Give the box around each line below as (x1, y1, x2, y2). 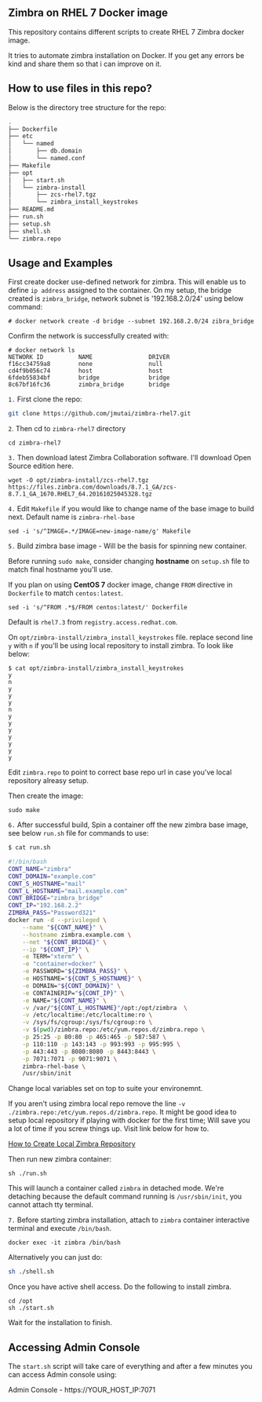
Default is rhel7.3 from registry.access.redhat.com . (8, 617, 178, 627)
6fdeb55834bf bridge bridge (8, 374, 170, 382)
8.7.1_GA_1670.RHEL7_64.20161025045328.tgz (8, 490, 153, 498)
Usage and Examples (8, 256, 114, 269)
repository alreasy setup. (8, 776, 89, 785)
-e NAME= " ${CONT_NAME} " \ (22, 997, 107, 1005)
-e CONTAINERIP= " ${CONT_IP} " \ (22, 989, 125, 997)
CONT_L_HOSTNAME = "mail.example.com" (8, 887, 128, 895)
